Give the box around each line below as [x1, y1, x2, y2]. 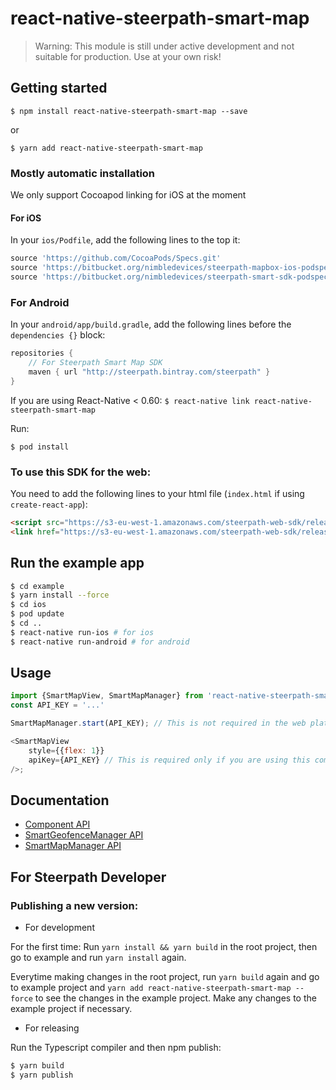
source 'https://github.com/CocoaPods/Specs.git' [10, 253, 222, 264]
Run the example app [10, 555, 145, 572]
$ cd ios [10, 600, 47, 610]
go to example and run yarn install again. [10, 952, 187, 964]
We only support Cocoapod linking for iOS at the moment [10, 189, 247, 201]
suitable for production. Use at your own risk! [34, 50, 222, 62]
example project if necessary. [10, 1003, 133, 1015]
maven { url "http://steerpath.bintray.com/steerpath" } [28, 367, 271, 377]
